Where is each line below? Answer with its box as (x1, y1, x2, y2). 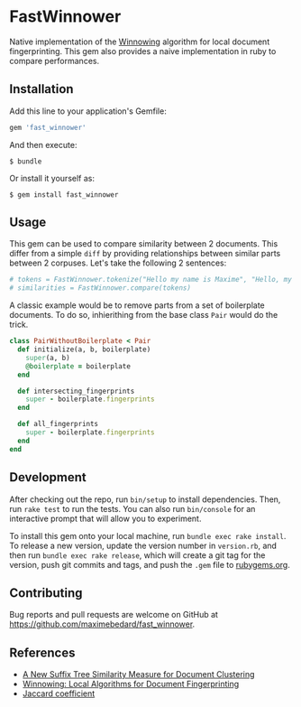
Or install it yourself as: (9, 172, 95, 183)
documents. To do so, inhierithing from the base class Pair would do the (9, 310, 278, 321)
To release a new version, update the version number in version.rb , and (9, 540, 278, 551)
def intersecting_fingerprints (17, 386, 135, 395)
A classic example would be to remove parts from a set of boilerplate (9, 300, 265, 311)
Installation (9, 81, 74, 97)
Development (9, 470, 87, 485)
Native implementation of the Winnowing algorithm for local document (9, 36, 270, 47)
